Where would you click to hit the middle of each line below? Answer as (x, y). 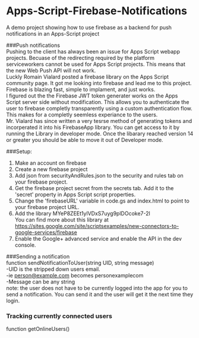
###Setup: (19, 151)
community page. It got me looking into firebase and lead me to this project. (99, 83)
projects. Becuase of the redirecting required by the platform (80, 58)
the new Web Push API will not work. (51, 70)
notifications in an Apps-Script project (53, 33)
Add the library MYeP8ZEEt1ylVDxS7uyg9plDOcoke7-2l (82, 213)
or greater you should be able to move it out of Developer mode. (85, 140)
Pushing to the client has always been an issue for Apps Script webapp (93, 51)
